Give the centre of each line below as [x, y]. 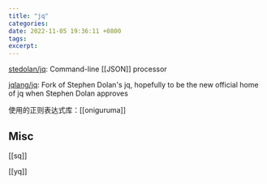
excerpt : [23, 46]
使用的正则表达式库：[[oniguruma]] [67, 110]
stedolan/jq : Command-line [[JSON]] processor [88, 69]
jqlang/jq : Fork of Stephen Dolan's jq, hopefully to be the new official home [133, 85]
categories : [28, 24]
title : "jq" [28, 16]
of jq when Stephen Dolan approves [68, 93]
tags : [17, 39]
